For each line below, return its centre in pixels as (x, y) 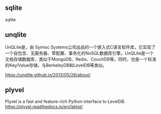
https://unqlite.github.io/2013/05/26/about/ (48, 75)
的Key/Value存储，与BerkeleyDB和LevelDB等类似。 (56, 65)
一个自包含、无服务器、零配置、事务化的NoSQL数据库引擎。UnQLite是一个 (79, 53)
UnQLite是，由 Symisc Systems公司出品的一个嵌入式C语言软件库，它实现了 (80, 47)
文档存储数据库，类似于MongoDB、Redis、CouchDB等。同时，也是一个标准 (81, 59)
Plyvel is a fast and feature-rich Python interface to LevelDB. (65, 101)
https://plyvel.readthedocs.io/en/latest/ (44, 107)
